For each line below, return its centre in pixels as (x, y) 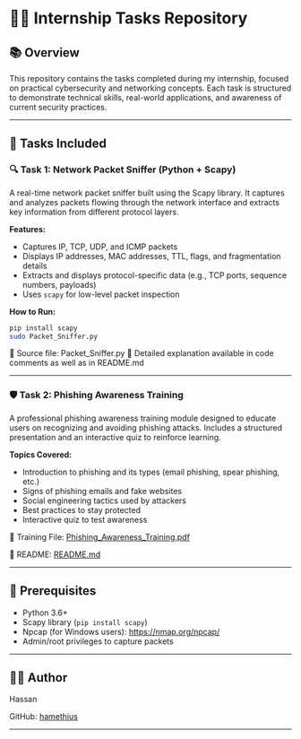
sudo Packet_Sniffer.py (54, 336)
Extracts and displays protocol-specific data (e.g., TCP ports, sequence (155, 275)
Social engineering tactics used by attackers (104, 500)
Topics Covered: (41, 454)
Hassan (23, 700)
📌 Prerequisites (53, 591)
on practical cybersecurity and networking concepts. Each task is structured (150, 88)
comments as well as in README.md (77, 363)
